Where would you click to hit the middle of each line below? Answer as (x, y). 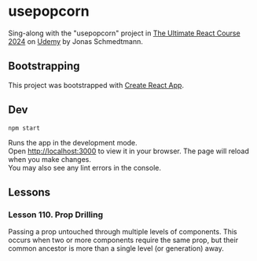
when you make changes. (50, 159)
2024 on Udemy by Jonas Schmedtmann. (76, 41)
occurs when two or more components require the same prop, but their (123, 240)
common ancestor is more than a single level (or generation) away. (116, 248)
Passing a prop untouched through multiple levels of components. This (123, 232)
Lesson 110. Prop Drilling (56, 215)
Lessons (29, 192)
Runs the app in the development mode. (73, 142)
